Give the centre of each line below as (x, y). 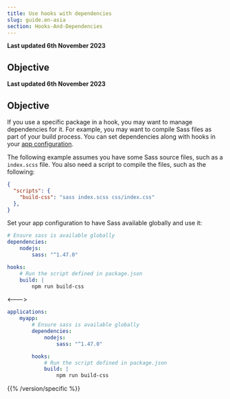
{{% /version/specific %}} (44, 389)
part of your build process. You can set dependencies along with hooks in (112, 137)
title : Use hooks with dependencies (59, 13)
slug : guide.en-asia (37, 20)
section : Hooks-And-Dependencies (55, 26)
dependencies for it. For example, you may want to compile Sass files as (110, 129)
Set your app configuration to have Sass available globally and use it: (105, 223)
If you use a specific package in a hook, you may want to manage (100, 122)
